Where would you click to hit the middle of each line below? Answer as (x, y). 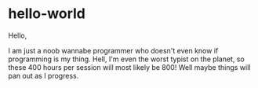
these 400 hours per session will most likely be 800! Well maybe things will (129, 67)
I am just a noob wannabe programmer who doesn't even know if (113, 50)
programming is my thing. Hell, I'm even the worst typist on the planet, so (126, 59)
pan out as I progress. (44, 75)
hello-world (47, 14)
